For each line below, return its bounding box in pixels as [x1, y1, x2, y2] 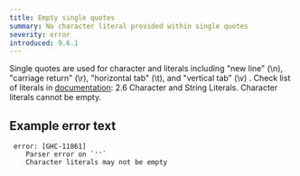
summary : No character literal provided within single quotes [9, 22, 248, 31]
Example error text [9, 118, 117, 134]
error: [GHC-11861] [13, 142, 88, 152]
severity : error [9, 30, 70, 39]
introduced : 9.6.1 [9, 38, 79, 48]
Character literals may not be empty [25, 158, 168, 167]
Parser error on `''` [25, 150, 107, 159]
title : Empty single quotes [9, 13, 116, 23]
